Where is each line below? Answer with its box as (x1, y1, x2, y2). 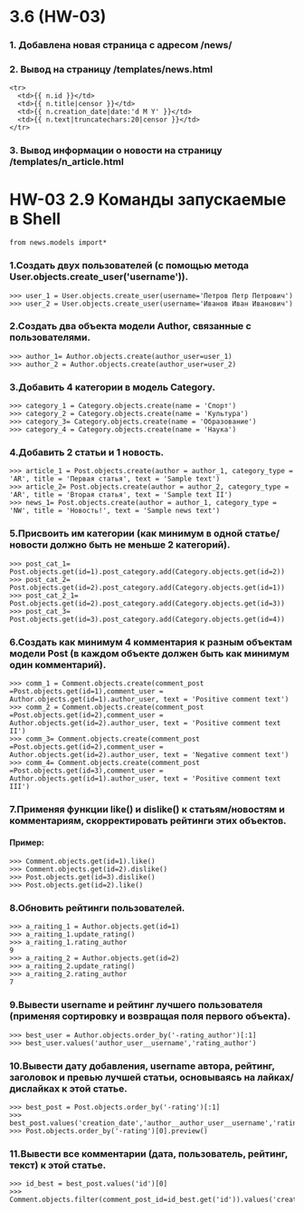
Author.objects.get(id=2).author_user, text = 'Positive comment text (9, 719, 281, 728)
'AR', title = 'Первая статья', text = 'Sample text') (9, 474, 221, 484)
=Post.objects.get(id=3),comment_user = (9, 766, 165, 776)
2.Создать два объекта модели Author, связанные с (9, 320, 252, 333)
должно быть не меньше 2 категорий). (49, 539, 231, 551)
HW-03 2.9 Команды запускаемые (9, 189, 287, 209)
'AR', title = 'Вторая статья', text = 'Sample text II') (9, 490, 233, 500)
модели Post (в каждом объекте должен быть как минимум (9, 646, 290, 659)
